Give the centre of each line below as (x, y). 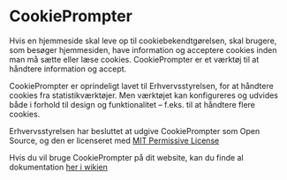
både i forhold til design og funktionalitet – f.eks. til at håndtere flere (132, 104)
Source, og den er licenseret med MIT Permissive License (114, 140)
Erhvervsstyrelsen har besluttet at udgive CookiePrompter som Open (135, 131)
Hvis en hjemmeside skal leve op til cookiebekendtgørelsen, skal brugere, (143, 41)
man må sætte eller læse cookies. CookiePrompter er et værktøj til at (134, 59)
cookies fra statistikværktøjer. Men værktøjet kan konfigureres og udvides (144, 95)
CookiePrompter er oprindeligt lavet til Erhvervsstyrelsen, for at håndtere (141, 86)
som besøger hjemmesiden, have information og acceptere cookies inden (143, 49)
